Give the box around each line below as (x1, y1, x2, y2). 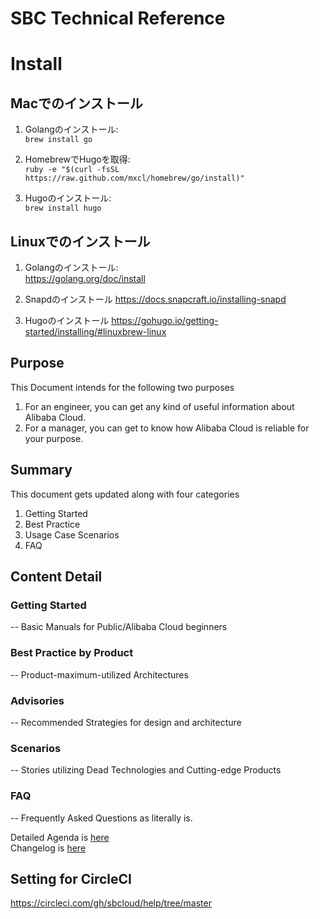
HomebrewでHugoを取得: (24, 153, 131, 166)
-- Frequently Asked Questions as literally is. (10, 812, 193, 824)
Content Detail (10, 568, 103, 586)
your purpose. (24, 432, 84, 444)
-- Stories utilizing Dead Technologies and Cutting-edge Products (10, 764, 282, 776)
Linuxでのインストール (10, 233, 151, 250)
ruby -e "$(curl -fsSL (24, 165, 120, 175)
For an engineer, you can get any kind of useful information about (24, 400, 295, 412)
